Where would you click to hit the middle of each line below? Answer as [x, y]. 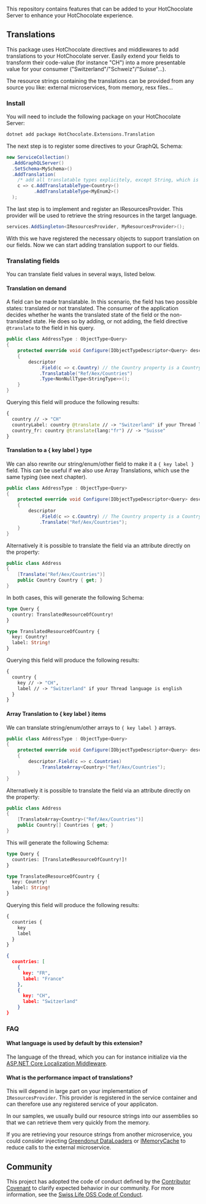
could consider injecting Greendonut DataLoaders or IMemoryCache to [96, 1141]
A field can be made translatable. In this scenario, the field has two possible [102, 302]
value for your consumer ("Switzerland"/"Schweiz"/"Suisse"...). [86, 69]
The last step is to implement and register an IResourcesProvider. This [95, 209]
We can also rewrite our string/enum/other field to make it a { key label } [100, 464]
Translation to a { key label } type [49, 450]
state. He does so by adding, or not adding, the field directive [110, 321]
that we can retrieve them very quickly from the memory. [78, 1122]
